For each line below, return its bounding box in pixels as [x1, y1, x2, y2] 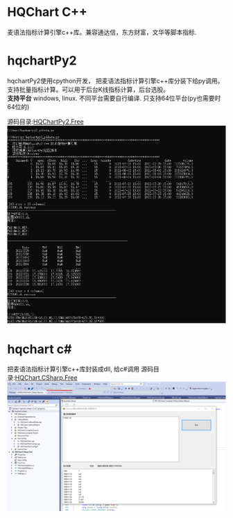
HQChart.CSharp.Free [15, 374, 78, 382]
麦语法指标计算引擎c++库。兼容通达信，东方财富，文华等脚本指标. [7, 28, 197, 36]
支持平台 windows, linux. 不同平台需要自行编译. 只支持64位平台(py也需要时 [7, 94, 221, 102]
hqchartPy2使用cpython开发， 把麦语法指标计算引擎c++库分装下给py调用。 [7, 76, 224, 85]
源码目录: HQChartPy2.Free [7, 117, 85, 126]
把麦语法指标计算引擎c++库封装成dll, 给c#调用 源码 [7, 365, 154, 374]
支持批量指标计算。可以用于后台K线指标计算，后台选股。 [7, 85, 170, 94]
